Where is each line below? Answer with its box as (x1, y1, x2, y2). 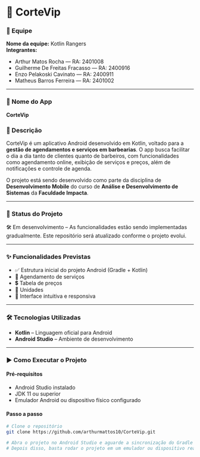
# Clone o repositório (6, 424, 62, 430)
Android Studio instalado (14, 384, 76, 391)
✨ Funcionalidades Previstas (6, 253, 91, 261)
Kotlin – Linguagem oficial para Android (14, 329, 112, 336)
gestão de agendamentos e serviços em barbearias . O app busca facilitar (6, 146, 190, 153)
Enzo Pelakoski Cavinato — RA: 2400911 (14, 71, 114, 78)
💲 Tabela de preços (14, 279, 62, 286)
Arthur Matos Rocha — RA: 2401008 (14, 58, 104, 65)
